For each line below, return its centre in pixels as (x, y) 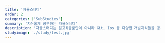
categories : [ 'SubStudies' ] (34, 19)
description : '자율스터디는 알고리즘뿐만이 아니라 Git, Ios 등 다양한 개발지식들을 (80, 28)
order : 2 (14, 14)
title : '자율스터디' (24, 10)
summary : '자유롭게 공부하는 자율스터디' (41, 23)
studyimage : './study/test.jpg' (38, 33)
